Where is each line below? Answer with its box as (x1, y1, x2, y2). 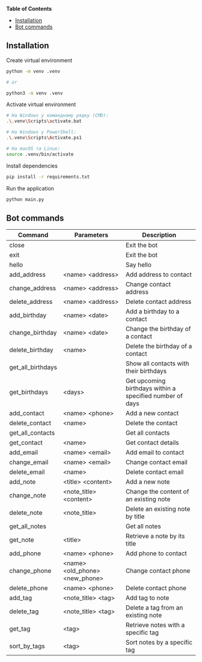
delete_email (9, 468, 45, 476)
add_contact (9, 409, 44, 418)
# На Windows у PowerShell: (6, 129, 77, 135)
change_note (9, 491, 46, 500)
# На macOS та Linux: (6, 145, 61, 151)
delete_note (9, 509, 43, 517)
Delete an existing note (125, 505, 191, 513)
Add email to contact (125, 449, 185, 457)
